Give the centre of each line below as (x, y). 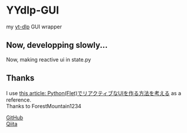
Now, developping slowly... (57, 45)
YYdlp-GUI (33, 10)
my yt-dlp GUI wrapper (34, 27)
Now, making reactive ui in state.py (49, 59)
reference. (19, 100)
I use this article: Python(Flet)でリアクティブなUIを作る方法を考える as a (94, 93)
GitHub (15, 117)
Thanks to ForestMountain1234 (44, 106)
